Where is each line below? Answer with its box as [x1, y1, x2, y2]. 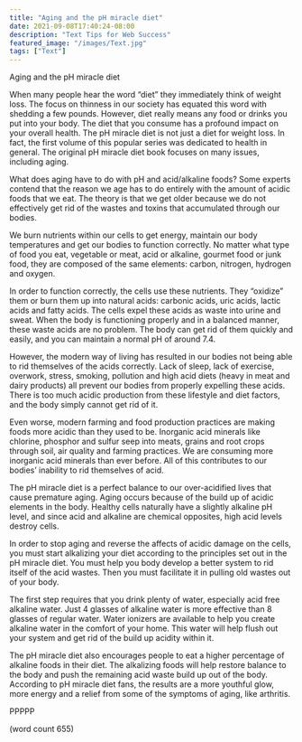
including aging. [9, 156, 69, 167]
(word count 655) [9, 724, 75, 735]
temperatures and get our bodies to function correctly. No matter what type [9, 240, 290, 250]
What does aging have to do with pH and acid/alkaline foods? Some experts [9, 174, 291, 185]
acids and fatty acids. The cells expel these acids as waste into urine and [9, 305, 281, 316]
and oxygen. [9, 268, 56, 279]
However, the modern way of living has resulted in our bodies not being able [9, 352, 293, 362]
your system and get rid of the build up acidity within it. [9, 633, 215, 643]
